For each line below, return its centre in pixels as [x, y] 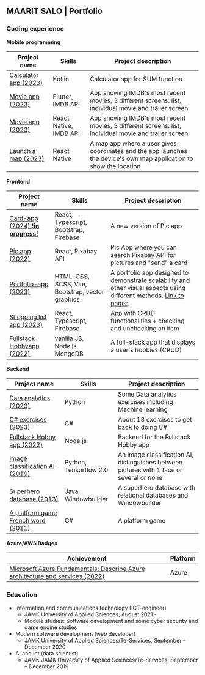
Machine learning [143, 409]
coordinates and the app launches [138, 151]
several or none [140, 477]
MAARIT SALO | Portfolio [54, 11]
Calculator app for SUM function [136, 79]
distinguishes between [150, 462]
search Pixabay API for [143, 255]
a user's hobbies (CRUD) [146, 349]
